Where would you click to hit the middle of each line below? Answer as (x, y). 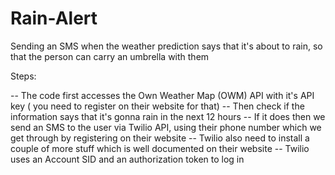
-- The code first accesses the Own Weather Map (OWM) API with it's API (162, 95)
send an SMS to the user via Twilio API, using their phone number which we (166, 127)
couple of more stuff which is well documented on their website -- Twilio (160, 148)
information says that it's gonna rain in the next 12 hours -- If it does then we (168, 116)
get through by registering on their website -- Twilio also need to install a (160, 138)
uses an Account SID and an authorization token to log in (127, 159)
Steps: (23, 76)
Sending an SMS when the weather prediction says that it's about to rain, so (166, 46)
